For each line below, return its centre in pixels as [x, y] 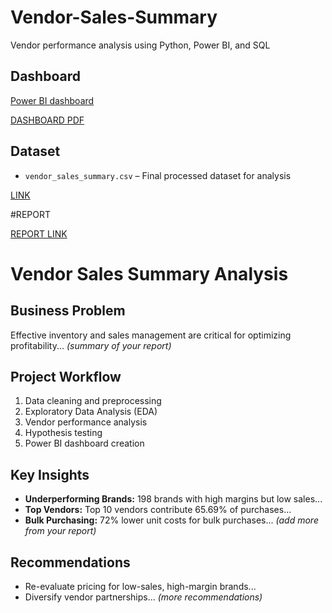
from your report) [60, 531]
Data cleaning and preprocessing [93, 401]
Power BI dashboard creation [84, 443]
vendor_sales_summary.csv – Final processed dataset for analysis [158, 175]
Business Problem [68, 311]
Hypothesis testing [63, 433]
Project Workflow [66, 376]
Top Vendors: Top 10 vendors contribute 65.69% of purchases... [158, 510]
